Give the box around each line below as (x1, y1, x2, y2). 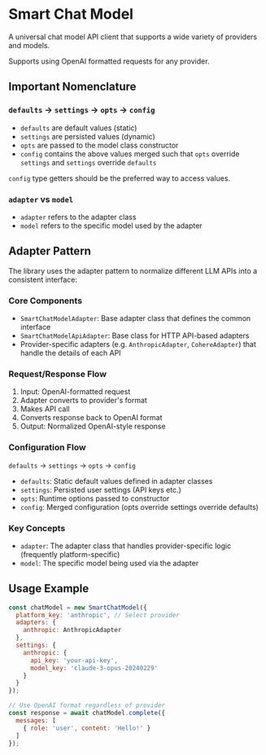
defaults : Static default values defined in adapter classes (20, 476, 213, 485)
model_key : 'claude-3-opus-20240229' (29, 664, 159, 672)
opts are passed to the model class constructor (20, 140, 179, 150)
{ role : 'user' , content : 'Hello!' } (23, 724, 151, 732)
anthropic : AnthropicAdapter (23, 626, 122, 634)
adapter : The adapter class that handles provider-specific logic (20, 541, 232, 551)
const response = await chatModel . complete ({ (8, 709, 165, 718)
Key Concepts (8, 522, 66, 533)
